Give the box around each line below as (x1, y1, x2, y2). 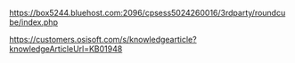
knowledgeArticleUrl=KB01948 (9, 43, 123, 54)
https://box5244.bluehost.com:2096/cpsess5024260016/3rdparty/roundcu (9, 8, 286, 18)
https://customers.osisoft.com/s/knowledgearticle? (9, 35, 198, 44)
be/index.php (9, 17, 58, 28)
